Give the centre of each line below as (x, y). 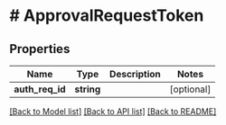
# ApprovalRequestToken (107, 16)
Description (135, 74)
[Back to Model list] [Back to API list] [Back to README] (113, 112)
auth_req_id (40, 89)
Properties (40, 49)
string (88, 89)
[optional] (190, 89)
